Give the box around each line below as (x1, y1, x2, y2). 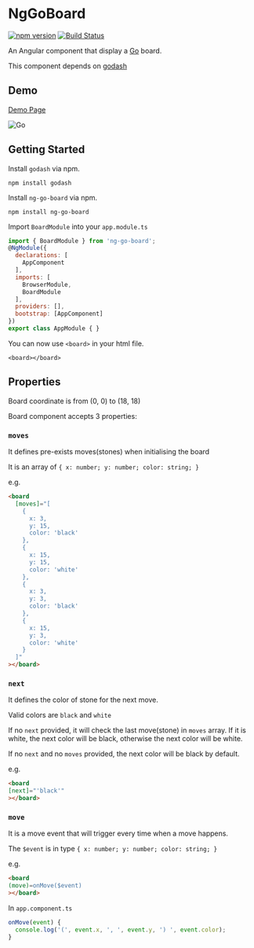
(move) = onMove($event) (8, 882, 82, 890)
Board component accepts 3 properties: (8, 411, 137, 421)
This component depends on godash (8, 61, 128, 71)
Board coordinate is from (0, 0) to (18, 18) (8, 396, 141, 406)
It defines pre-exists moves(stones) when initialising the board (8, 447, 210, 457)
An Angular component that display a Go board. (8, 46, 162, 55)
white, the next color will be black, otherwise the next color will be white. (8, 734, 243, 744)
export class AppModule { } (8, 325, 100, 333)
